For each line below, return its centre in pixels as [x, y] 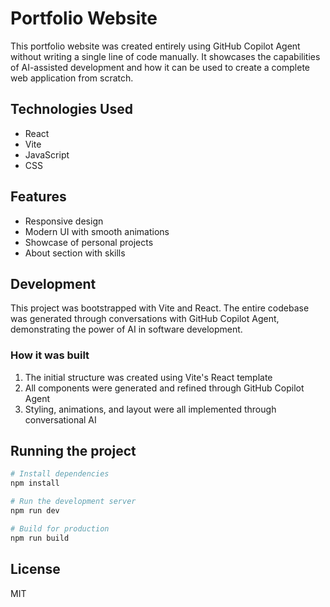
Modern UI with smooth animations [97, 231]
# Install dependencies [60, 474]
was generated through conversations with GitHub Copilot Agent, [145, 319]
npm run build [40, 538]
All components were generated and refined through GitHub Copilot [164, 388]
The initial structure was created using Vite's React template [148, 377]
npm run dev [35, 511]
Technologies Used [71, 109]
